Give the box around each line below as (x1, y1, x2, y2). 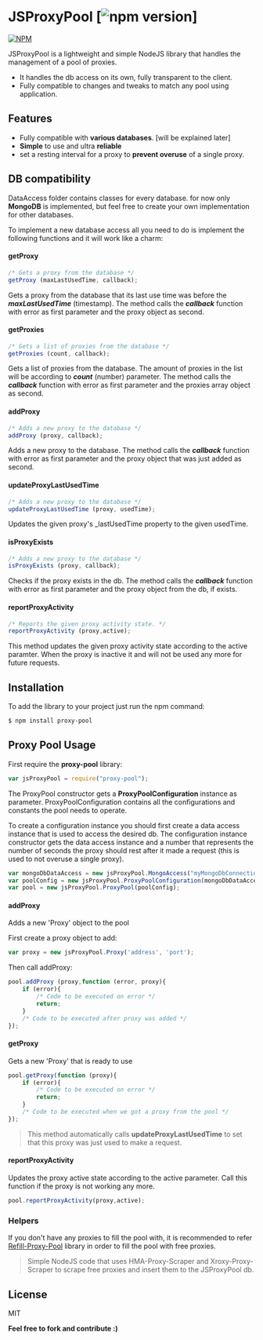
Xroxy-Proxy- (210, 1257, 254, 1266)
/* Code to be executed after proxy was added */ (22, 1014, 188, 1022)
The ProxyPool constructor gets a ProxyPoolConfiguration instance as (8, 789, 237, 798)
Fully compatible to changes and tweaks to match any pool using (19, 81, 229, 90)
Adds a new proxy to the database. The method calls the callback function (8, 446, 250, 455)
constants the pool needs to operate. (8, 805, 128, 815)
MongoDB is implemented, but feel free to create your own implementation (8, 201, 250, 211)
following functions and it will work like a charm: (8, 233, 164, 243)
